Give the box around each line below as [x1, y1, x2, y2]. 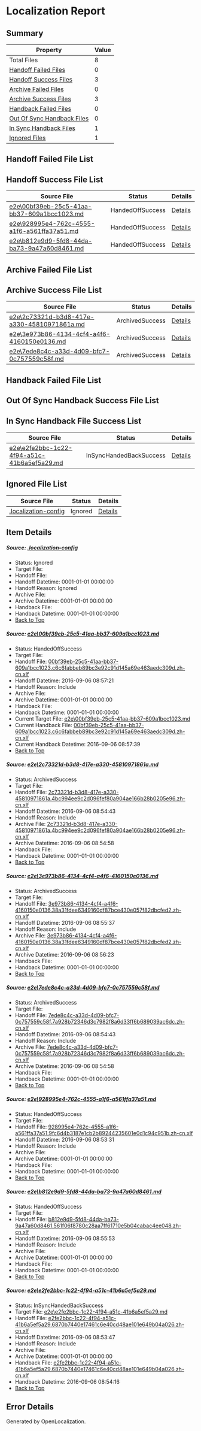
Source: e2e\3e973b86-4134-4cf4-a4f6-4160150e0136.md [6, 872, 159, 879]
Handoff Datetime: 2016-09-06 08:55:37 [14, 919, 115, 927]
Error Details [6, 1402, 54, 1412]
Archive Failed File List [6, 265, 93, 275]
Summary [6, 28, 44, 38]
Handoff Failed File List [6, 154, 94, 164]
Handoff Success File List [6, 174, 103, 184]
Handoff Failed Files [9, 66, 66, 74]
